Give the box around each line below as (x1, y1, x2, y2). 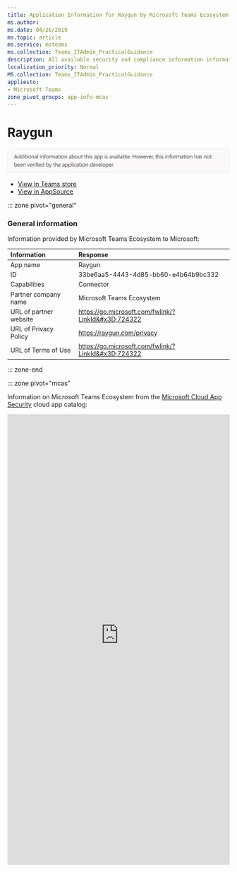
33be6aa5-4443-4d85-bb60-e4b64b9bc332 (78, 271, 219, 279)
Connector (78, 280, 109, 289)
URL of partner (10, 307, 54, 316)
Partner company (10, 290, 61, 298)
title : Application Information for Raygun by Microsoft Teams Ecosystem (7, 11, 229, 18)
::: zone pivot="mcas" (7, 379, 71, 387)
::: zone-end (7, 365, 43, 374)
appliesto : (7, 78, 39, 86)
